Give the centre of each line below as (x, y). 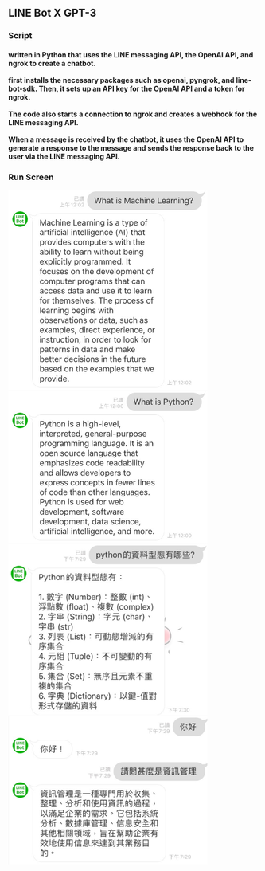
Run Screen (31, 177)
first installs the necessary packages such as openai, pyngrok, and (121, 80)
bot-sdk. (23, 88)
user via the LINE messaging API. (64, 156)
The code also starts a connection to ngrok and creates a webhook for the (133, 114)
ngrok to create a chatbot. (52, 63)
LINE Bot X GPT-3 (53, 13)
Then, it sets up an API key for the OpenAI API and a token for (142, 88)
